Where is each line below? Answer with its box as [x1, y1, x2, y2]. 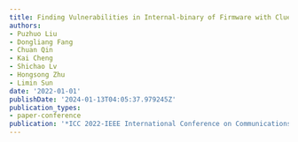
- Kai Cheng [9, 54, 53, 63]
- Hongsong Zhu [9, 71, 66, 79]
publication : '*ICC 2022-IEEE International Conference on [9, 120, 232, 129]
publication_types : [9, 103, 82, 112]
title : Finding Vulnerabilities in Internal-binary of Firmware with [9, 12, 272, 22]
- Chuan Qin [9, 46, 53, 55]
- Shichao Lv [9, 63, 58, 71]
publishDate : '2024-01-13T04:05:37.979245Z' [9, 94, 176, 104]
